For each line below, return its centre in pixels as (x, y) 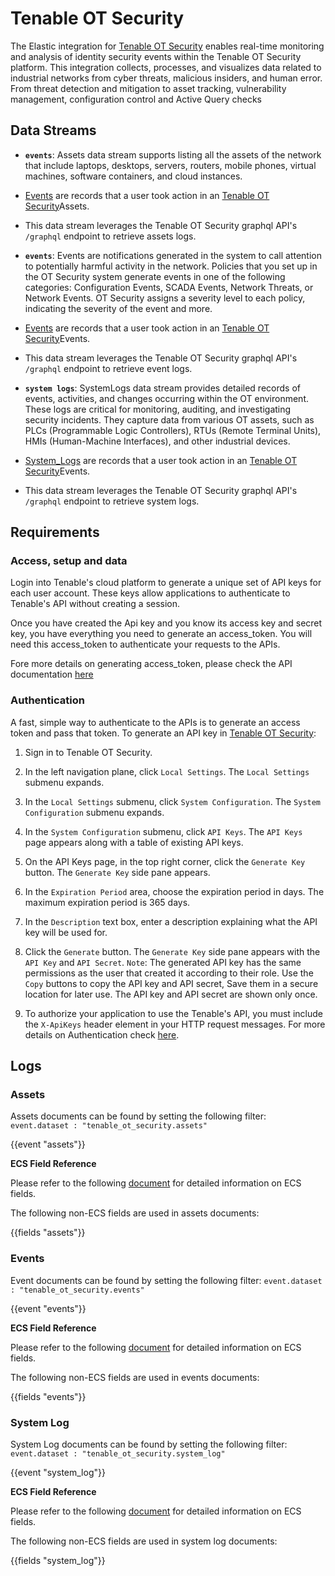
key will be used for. (66, 932)
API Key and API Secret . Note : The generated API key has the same (163, 962)
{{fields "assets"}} (48, 1233)
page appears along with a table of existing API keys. (134, 842)
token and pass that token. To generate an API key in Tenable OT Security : (163, 733)
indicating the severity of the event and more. (118, 308)
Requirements (55, 532)
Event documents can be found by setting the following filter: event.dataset (166, 1280)
